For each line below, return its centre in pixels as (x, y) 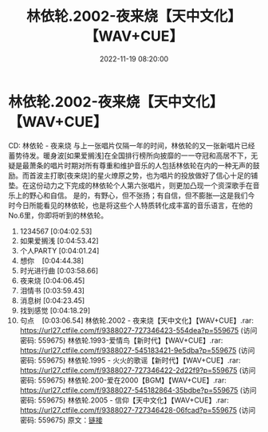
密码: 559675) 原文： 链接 (61, 420)
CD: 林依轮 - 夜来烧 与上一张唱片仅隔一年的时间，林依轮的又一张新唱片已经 (132, 145)
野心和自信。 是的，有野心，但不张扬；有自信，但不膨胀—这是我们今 (142, 195)
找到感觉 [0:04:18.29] (55, 310)
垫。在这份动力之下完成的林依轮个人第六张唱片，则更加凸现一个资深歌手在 (130, 185)
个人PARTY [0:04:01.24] (59, 250)
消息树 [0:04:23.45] (52, 300)
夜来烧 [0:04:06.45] (52, 281)
